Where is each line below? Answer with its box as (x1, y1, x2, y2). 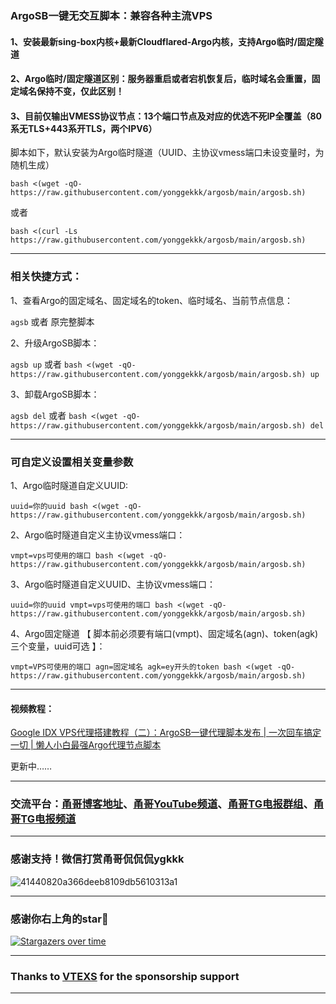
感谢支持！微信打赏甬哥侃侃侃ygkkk (10, 852, 185, 866)
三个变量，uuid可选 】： (10, 640, 106, 652)
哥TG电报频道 (10, 812, 77, 826)
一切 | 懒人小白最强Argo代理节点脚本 (10, 739, 162, 751)
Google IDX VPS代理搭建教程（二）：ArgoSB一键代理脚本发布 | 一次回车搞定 (10, 727, 322, 739)
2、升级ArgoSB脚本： (10, 337, 100, 349)
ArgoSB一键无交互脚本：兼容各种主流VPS (10, 8, 213, 22)
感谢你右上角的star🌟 (10, 912, 109, 926)
